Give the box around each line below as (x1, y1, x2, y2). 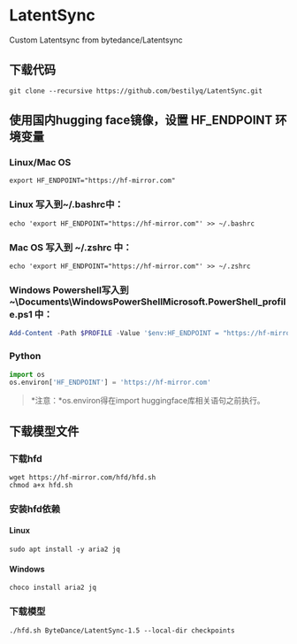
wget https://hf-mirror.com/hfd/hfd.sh (9, 472, 156, 482)
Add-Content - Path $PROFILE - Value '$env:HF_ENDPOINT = (9, 329, 219, 338)
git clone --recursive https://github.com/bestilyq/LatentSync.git (9, 86, 263, 96)
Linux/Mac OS (9, 157, 72, 169)
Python (9, 350, 42, 363)
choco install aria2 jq (9, 583, 97, 593)
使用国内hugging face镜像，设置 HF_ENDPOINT (9, 112, 273, 128)
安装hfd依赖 (9, 502, 61, 515)
